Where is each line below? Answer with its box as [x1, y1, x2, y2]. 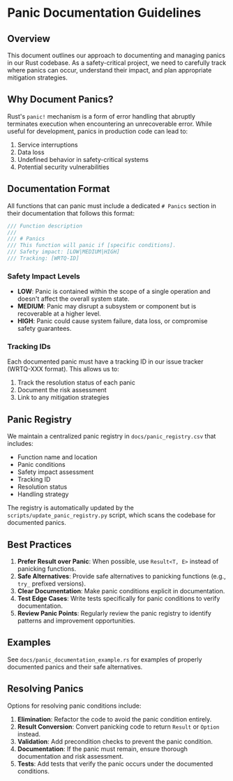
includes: [7, 440, 33, 448]
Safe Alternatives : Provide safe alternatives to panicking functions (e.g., [17, 572, 226, 581]
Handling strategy [17, 490, 69, 498]
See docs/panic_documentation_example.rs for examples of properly [7, 655, 202, 664]
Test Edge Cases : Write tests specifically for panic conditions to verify [17, 595, 220, 603]
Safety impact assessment [17, 468, 94, 476]
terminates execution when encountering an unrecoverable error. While [7, 119, 213, 128]
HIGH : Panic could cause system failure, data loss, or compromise [17, 317, 208, 325]
